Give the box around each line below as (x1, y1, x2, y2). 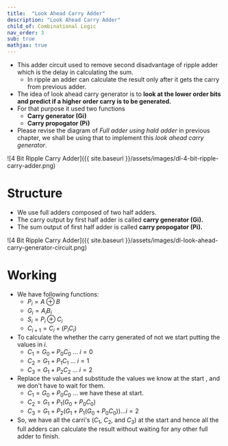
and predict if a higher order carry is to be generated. (16, 97, 172, 105)
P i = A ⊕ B (27, 297, 60, 307)
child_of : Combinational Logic (7, 23, 97, 30)
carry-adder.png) (7, 162, 56, 169)
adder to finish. (16, 432, 60, 440)
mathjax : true (7, 42, 48, 49)
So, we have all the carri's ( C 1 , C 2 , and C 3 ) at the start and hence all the (16, 416, 219, 425)
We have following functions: (16, 290, 99, 298)
